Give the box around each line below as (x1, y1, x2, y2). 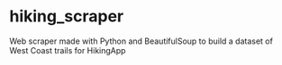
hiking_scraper (9, 6, 124, 27)
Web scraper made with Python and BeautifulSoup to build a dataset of (9, 36, 273, 46)
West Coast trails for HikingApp (9, 45, 126, 55)
